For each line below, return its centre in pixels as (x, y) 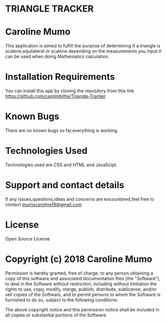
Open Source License (28, 239)
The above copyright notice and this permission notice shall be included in (82, 309)
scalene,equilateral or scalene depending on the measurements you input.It (83, 51)
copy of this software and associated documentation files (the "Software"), (83, 278)
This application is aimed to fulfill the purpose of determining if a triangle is (83, 46)
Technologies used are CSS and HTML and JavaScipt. (61, 165)
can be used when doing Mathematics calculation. (57, 56)
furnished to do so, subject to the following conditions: (62, 300)
